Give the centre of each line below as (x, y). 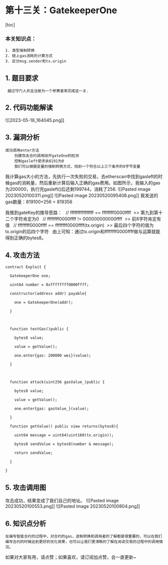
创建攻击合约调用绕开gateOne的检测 (47, 156)
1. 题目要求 (22, 78)
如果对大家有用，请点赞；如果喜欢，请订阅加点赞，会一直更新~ (71, 557)
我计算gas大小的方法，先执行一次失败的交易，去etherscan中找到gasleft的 (82, 176)
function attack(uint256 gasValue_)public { (57, 382)
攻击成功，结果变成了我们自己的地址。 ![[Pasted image (62, 501)
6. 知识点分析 (26, 523)
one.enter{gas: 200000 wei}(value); (53, 356)
